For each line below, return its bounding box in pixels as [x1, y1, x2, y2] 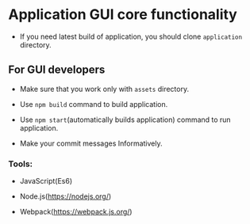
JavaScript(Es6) [19, 177, 73, 186]
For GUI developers [8, 63, 106, 77]
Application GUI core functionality [8, 6, 238, 24]
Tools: [8, 158, 33, 169]
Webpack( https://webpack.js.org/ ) [19, 207, 133, 217]
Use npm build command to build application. [19, 99, 168, 108]
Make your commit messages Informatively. [19, 139, 163, 148]
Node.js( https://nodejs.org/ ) [19, 192, 112, 201]
